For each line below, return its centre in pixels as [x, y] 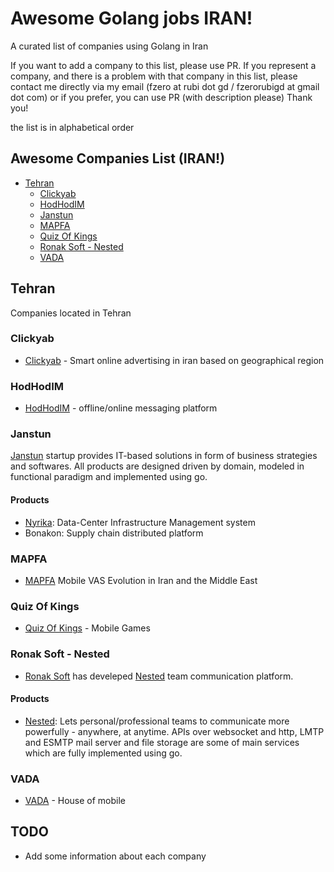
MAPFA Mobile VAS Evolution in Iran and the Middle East [141, 580]
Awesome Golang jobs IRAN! [131, 18]
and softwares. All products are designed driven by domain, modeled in [157, 466]
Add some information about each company [115, 856]
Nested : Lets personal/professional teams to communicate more [157, 721]
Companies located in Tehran [71, 313]
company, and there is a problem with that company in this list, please [154, 76]
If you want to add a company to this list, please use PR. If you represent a [163, 65]
